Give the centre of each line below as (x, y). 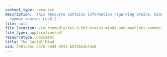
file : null (16, 24)
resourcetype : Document (30, 38)
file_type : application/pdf (34, 33)
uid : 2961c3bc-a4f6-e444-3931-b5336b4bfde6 (51, 47)
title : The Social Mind (30, 42)
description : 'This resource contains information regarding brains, (79, 14)
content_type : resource (30, 10)
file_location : (21, 28)
